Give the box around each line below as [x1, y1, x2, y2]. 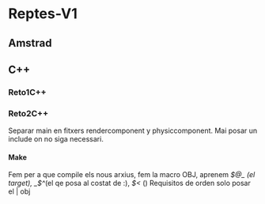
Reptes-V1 [8, 5, 78, 23]
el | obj [8, 187, 31, 196]
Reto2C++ [8, 108, 49, 119]
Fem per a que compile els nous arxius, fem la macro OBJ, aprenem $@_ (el [8, 170, 256, 179]
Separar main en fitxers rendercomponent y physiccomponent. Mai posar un [8, 126, 258, 135]
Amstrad [8, 36, 52, 50]
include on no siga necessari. [8, 134, 104, 144]
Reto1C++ [8, 86, 47, 97]
